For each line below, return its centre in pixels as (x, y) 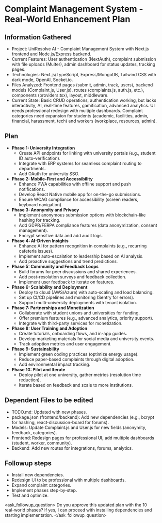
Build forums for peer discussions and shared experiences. (78, 271)
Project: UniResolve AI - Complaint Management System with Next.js (80, 49)
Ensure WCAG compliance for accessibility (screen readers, (79, 199)
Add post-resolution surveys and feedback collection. (73, 277)
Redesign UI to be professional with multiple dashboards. (69, 480)
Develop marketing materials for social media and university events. (87, 339)
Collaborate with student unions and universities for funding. (79, 313)
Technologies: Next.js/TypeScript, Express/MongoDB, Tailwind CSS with (84, 74)
